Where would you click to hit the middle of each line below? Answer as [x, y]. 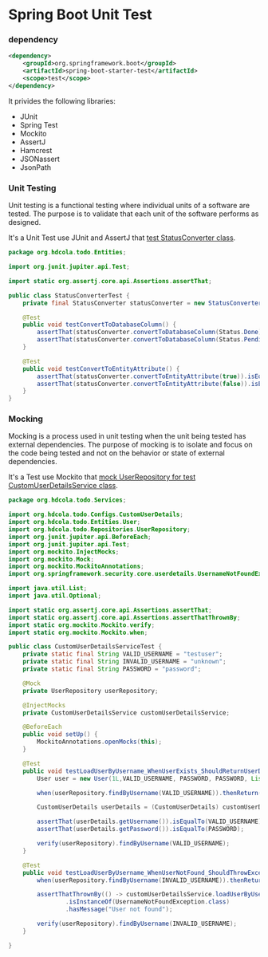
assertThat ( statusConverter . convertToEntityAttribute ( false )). [144, 384]
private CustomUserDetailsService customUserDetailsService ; [126, 713]
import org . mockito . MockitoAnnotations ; [77, 567]
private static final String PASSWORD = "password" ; [112, 669]
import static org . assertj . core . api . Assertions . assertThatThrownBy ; [124, 617]
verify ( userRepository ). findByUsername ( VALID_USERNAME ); [133, 844]
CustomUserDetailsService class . [63, 486]
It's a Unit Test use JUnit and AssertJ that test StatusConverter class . [122, 238]
